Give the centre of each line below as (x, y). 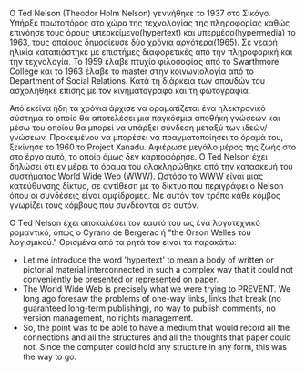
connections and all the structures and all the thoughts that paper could (157, 337)
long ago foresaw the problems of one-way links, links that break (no (152, 299)
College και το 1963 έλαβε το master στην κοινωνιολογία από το (132, 71)
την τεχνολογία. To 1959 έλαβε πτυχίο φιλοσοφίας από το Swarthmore (144, 62)
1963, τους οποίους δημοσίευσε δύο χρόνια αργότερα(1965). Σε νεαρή (143, 42)
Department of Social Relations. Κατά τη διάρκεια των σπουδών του (137, 81)
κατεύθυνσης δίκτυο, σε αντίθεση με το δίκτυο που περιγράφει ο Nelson (147, 185)
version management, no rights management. (108, 318)
